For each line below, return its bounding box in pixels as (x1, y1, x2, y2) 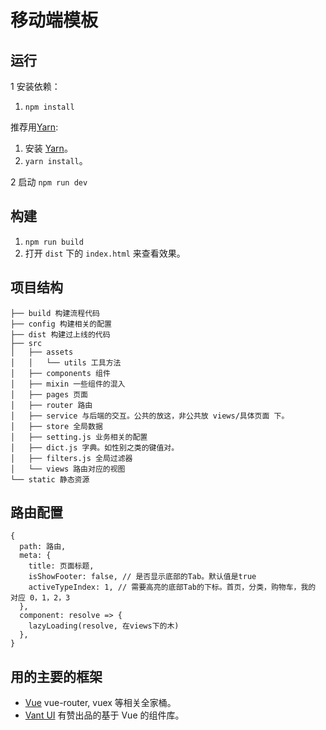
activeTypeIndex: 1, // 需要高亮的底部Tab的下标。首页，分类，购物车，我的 (28, 582, 317, 593)
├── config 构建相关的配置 (10, 319, 112, 329)
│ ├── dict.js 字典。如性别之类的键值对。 (10, 442, 180, 453)
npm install (24, 102, 75, 112)
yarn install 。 (24, 155, 88, 166)
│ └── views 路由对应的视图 (10, 464, 126, 474)
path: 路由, (19, 542, 67, 552)
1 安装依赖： (10, 81, 61, 92)
